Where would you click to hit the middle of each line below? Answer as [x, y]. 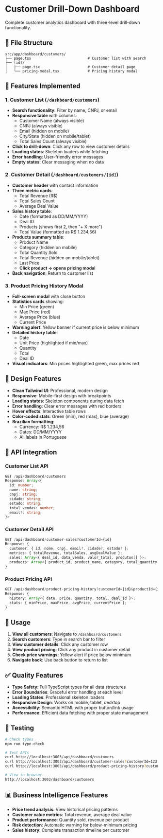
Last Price [29, 263]
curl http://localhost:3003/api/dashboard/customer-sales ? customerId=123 [81, 762]
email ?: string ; [26, 512]
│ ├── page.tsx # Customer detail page [70, 67]
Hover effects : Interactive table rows [49, 411]
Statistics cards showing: [38, 302]
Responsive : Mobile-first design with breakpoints [62, 395]
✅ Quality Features [34, 675]
